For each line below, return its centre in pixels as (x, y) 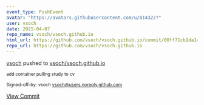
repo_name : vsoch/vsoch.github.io (50, 35)
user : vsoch (21, 23)
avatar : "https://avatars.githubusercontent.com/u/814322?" (84, 18)
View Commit (23, 96)
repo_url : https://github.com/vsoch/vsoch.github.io (74, 46)
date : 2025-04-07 (28, 29)
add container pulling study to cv (40, 74)
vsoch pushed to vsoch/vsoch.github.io (56, 63)
